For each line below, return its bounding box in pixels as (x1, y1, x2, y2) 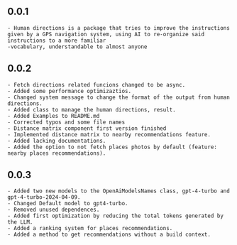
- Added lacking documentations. (7, 137, 106, 144)
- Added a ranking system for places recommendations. (7, 225, 173, 232)
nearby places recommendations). (7, 149, 106, 157)
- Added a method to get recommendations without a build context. (7, 231, 211, 239)
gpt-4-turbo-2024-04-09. (7, 194, 81, 201)
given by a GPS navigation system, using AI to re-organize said (7, 31, 204, 38)
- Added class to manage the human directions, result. (7, 106, 176, 113)
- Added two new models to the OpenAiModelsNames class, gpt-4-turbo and (7, 187, 231, 195)
